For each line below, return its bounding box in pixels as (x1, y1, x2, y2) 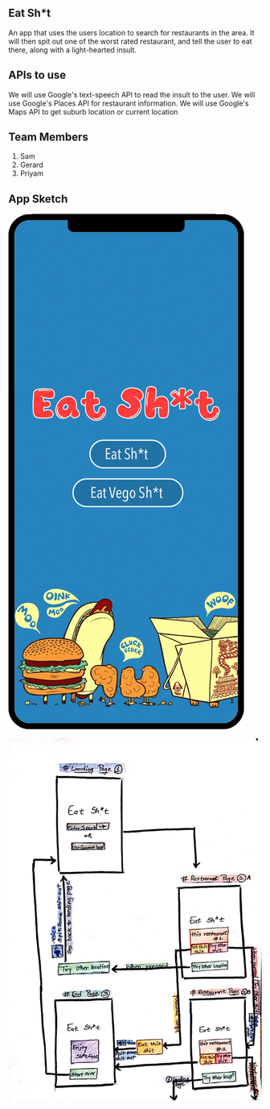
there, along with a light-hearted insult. (8, 44, 137, 55)
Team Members (8, 131, 88, 144)
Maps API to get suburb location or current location (8, 106, 178, 116)
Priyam (19, 168, 44, 178)
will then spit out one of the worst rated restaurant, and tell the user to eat (8, 36, 252, 46)
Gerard (19, 160, 44, 170)
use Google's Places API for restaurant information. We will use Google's (8, 98, 249, 108)
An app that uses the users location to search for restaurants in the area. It (8, 27, 255, 37)
